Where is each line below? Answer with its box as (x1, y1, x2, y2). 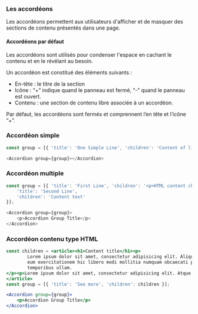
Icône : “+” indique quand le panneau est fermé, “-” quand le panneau (14, 86, 186, 93)
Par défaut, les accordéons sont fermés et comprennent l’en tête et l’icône (6, 110, 187, 117)
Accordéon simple (6, 132, 60, 140)
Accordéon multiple (6, 169, 64, 178)
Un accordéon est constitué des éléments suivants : (6, 68, 133, 76)
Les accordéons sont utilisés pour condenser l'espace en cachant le (6, 51, 172, 58)
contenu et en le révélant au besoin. (6, 57, 93, 64)
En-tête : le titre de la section (14, 80, 85, 87)
